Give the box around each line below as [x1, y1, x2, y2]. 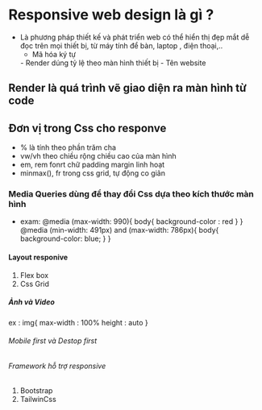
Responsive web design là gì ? [8, 6, 214, 24]
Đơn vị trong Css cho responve [8, 121, 167, 135]
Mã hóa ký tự [31, 49, 77, 59]
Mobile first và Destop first [8, 336, 98, 346]
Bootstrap [19, 386, 53, 396]
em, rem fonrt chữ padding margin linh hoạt [19, 159, 165, 170]
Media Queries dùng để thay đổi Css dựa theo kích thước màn [8, 188, 254, 200]
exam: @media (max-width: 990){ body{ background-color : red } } [19, 217, 243, 226]
